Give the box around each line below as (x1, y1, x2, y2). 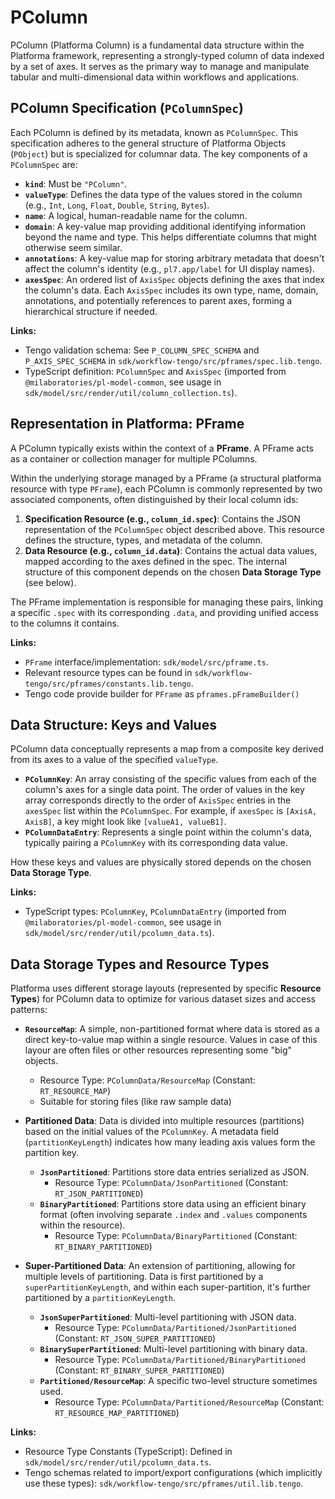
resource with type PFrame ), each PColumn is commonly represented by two (10, 482, 323, 495)
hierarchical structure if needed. (24, 305, 158, 317)
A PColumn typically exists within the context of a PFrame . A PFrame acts (10, 442, 314, 454)
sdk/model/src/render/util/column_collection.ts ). (24, 386, 238, 398)
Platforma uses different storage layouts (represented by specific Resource (10, 982, 322, 995)
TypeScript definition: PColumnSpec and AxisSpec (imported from (24, 365, 287, 377)
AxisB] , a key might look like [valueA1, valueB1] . (24, 816, 227, 828)
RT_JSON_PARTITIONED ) (54, 1187, 144, 1200)
